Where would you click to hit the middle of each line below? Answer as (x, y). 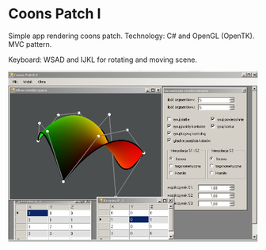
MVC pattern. (30, 44)
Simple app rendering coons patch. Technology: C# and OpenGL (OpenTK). (131, 36)
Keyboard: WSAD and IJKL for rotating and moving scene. (103, 60)
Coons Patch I (55, 14)
